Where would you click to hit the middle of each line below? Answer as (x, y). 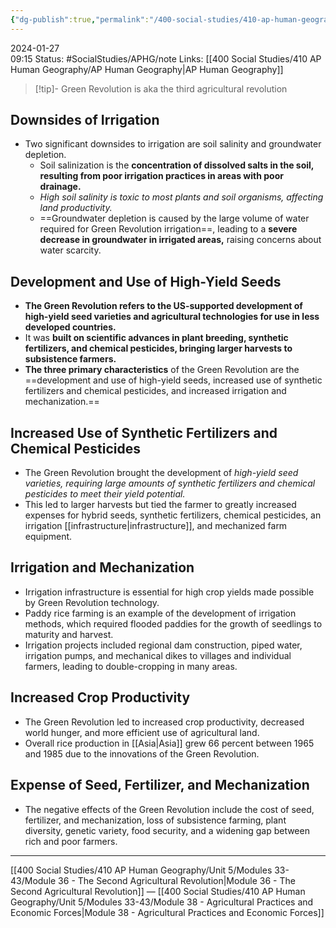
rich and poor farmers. (71, 841)
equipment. (48, 537)
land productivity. (76, 208)
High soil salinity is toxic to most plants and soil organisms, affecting (181, 197)
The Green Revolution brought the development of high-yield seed (161, 473)
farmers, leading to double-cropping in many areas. (131, 666)
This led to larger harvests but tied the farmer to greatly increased (160, 505)
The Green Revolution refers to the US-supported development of (163, 306)
